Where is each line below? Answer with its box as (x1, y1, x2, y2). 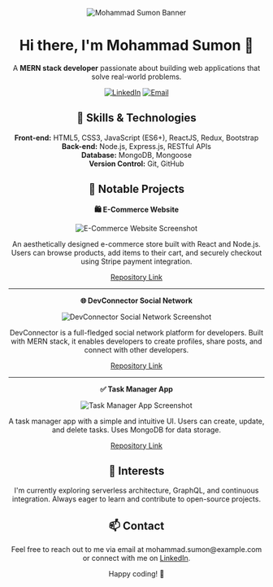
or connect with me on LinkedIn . (82, 554, 191, 563)
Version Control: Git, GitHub (89, 159, 184, 169)
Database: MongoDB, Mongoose (80, 150, 193, 160)
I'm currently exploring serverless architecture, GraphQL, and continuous (14, 485, 259, 496)
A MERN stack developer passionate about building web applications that (12, 63, 261, 72)
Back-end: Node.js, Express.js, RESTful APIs (62, 141, 211, 151)
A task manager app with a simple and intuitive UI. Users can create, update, (8, 416, 265, 426)
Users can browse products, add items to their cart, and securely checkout (11, 248, 262, 257)
